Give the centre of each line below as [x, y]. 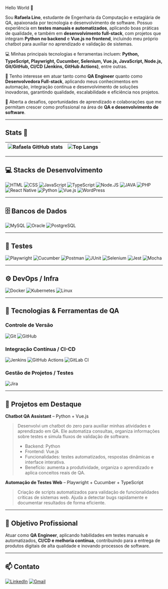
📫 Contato [22, 567]
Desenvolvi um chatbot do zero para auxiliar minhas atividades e [84, 426]
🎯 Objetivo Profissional [41, 523]
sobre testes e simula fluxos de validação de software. [73, 436]
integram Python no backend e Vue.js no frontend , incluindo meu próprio [82, 38]
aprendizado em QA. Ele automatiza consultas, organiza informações [88, 431]
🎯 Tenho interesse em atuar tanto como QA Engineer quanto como [74, 76]
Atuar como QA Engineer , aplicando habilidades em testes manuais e [77, 535]
